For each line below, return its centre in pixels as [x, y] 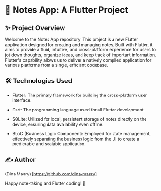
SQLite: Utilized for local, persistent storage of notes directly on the [79, 119]
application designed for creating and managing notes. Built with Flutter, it [79, 45]
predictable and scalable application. [49, 144]
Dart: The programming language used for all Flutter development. [78, 110]
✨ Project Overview [35, 28]
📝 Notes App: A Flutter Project [67, 10]
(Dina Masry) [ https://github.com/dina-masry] [51, 174]
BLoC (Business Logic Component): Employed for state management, [81, 133]
